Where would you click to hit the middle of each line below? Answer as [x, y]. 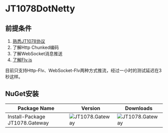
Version [91, 108]
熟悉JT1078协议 [29, 41]
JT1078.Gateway [28, 123]
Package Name [36, 108]
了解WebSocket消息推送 [37, 54]
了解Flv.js [22, 60]
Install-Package [26, 117]
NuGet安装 [22, 94]
